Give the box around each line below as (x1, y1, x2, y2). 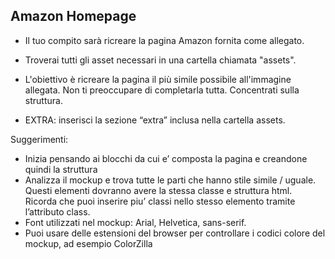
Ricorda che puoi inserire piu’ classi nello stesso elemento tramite (24, 195, 296, 207)
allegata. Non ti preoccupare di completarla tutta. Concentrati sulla (24, 84, 300, 96)
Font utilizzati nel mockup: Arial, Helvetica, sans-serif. (24, 216, 247, 228)
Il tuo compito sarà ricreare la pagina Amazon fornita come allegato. (24, 34, 305, 46)
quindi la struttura (24, 163, 98, 175)
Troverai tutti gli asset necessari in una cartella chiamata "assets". (24, 54, 297, 66)
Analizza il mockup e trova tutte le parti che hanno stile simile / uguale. (24, 174, 317, 186)
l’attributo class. (24, 205, 91, 218)
